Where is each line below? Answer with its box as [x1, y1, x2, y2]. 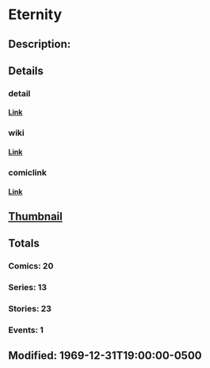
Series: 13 [8, 282, 48, 293]
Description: [8, 37, 71, 51]
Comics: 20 [8, 261, 54, 272]
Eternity [8, 6, 63, 24]
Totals [8, 237, 40, 250]
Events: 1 [8, 324, 44, 335]
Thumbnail [8, 209, 63, 223]
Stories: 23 [8, 304, 52, 315]
